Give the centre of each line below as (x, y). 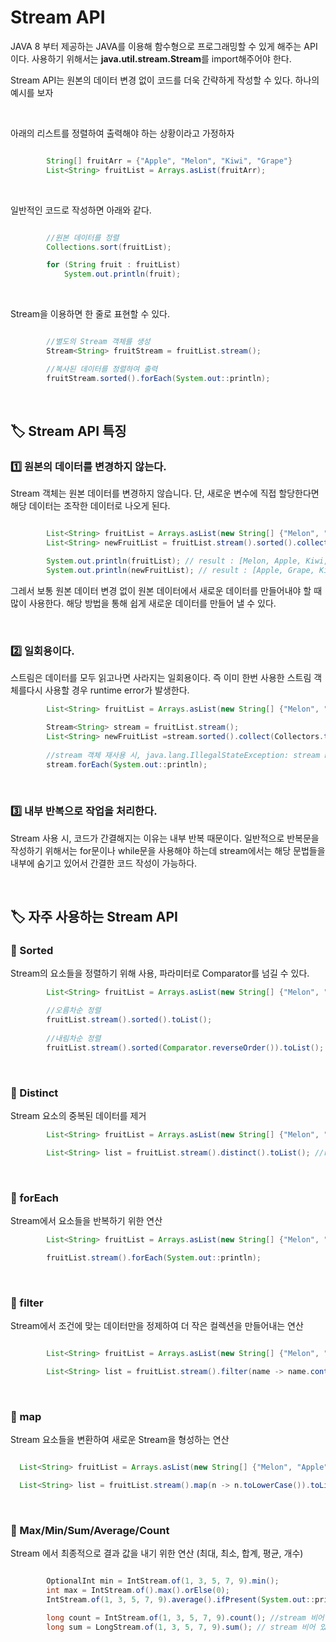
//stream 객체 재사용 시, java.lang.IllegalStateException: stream (183, 755)
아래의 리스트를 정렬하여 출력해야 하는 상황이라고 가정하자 (122, 133)
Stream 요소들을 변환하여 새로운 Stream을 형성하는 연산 (120, 1440)
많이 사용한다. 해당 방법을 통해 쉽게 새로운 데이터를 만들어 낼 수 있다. (143, 603)
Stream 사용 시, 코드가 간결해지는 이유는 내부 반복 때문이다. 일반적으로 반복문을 (165, 838)
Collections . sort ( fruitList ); (109, 247)
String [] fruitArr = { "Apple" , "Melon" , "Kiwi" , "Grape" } (169, 161)
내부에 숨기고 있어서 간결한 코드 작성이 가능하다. (104, 863)
